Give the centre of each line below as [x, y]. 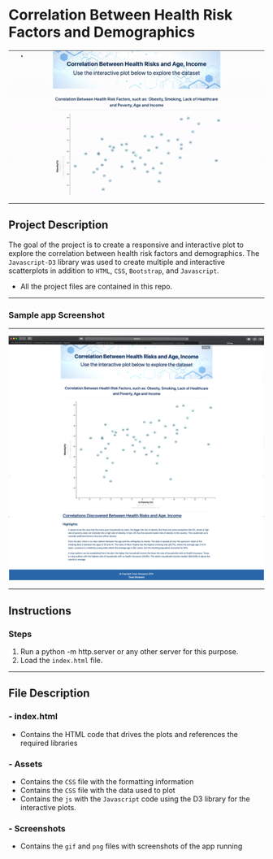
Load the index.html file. [61, 660]
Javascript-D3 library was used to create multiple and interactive [117, 262]
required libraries [49, 743]
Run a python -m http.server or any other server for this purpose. [129, 651]
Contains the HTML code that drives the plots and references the [129, 734]
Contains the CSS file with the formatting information [107, 781]
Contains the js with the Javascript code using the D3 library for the [135, 799]
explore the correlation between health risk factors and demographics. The [134, 253]
